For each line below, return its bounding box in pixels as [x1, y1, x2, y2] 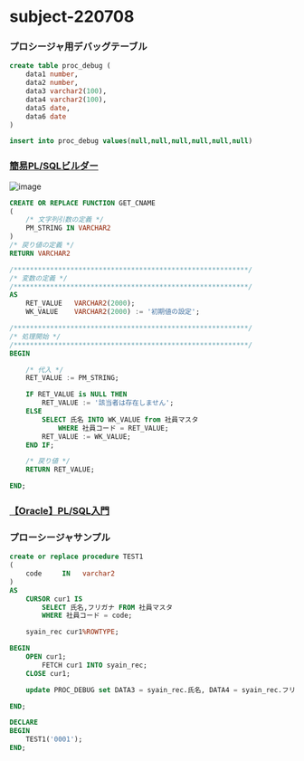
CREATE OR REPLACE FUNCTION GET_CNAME [9, 198, 156, 207]
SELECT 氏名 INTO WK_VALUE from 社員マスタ [42, 414, 199, 424]
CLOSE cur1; [25, 669, 71, 678]
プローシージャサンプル [9, 531, 110, 544]
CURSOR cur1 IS [25, 595, 83, 604]
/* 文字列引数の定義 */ [25, 215, 104, 224]
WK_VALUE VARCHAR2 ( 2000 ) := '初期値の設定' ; [25, 308, 201, 317]
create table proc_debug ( [9, 62, 111, 71]
